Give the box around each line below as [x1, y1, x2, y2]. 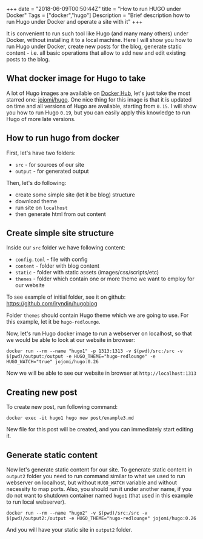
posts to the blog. [6, 56, 50, 63]
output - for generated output [15, 167, 89, 175]
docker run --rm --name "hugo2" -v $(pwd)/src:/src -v [6, 510, 148, 516]
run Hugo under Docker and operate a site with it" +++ [6, 18, 143, 25]
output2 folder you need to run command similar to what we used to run [6, 473, 185, 480]
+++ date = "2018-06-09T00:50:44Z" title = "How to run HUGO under [6, 5, 182, 12]
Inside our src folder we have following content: [6, 244, 126, 251]
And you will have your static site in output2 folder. [6, 526, 132, 534]
